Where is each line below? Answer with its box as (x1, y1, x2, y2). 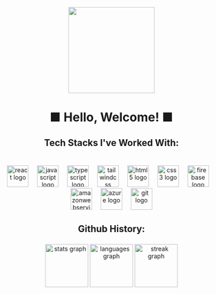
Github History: (78, 223, 145, 235)
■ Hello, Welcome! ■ (50, 109, 173, 125)
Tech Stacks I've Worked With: (43, 137, 180, 149)
